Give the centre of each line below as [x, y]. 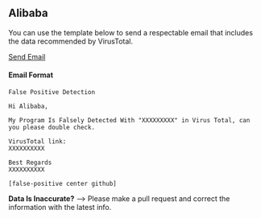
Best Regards [30, 163]
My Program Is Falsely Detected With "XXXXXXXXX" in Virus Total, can [129, 121]
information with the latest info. [60, 208]
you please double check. [52, 128]
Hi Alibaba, [28, 107]
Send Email [27, 56]
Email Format [31, 75]
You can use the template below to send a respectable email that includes [131, 32]
